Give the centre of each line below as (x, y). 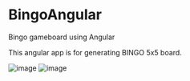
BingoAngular (55, 15)
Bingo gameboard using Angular (62, 37)
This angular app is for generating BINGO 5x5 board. (95, 52)
